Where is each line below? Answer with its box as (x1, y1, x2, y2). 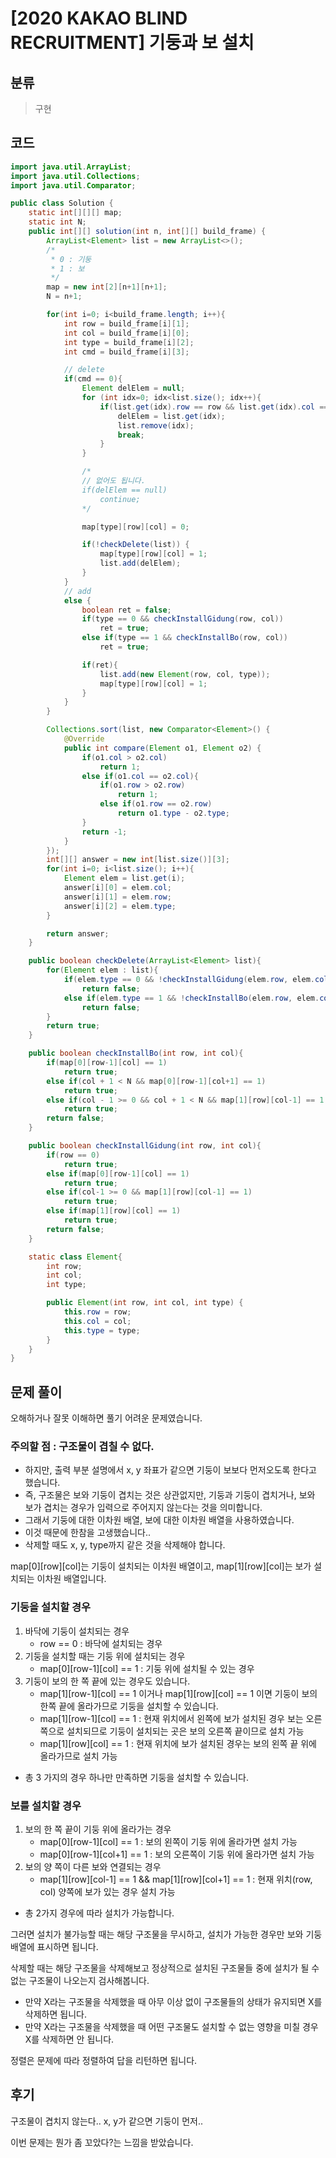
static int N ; (28, 217, 87, 227)
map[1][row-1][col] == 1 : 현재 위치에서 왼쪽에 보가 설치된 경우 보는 (39, 1712, 304, 1724)
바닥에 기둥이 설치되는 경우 (24, 1625, 130, 1637)
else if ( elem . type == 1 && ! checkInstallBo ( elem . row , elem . (63, 993, 320, 1003)
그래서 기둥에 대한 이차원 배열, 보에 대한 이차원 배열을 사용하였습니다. (24, 1514, 295, 1526)
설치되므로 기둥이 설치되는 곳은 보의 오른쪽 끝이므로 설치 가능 (66, 1725, 305, 1737)
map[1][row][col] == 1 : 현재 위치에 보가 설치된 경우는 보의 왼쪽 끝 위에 (39, 1737, 317, 1749)
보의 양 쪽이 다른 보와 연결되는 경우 (24, 1861, 162, 1873)
